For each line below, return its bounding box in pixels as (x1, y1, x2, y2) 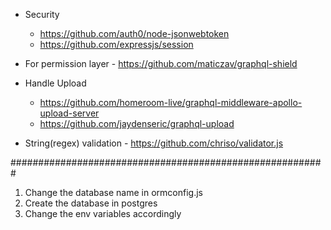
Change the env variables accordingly (24, 208, 182, 219)
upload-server (39, 107, 100, 119)
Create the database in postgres (24, 197, 158, 209)
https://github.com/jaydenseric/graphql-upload (39, 118, 235, 129)
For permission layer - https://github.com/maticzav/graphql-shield (24, 58, 298, 69)
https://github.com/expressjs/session (39, 39, 194, 50)
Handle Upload (24, 77, 87, 89)
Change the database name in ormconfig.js (24, 187, 203, 198)
